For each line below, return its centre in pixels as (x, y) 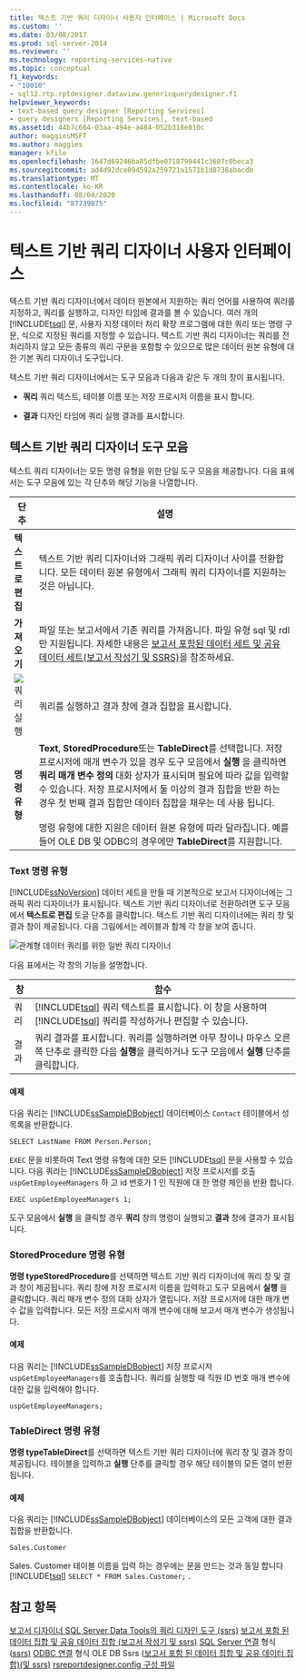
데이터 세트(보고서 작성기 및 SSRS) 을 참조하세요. (137, 657)
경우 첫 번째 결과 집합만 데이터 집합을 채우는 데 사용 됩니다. (157, 802)
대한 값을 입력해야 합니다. (54, 1389)
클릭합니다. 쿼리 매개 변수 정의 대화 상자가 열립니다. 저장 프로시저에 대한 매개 (145, 1299)
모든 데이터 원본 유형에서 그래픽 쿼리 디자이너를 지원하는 (173, 571)
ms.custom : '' (36, 26)
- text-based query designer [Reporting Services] (107, 111)
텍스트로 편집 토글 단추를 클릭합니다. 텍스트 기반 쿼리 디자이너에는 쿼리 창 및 (160, 915)
